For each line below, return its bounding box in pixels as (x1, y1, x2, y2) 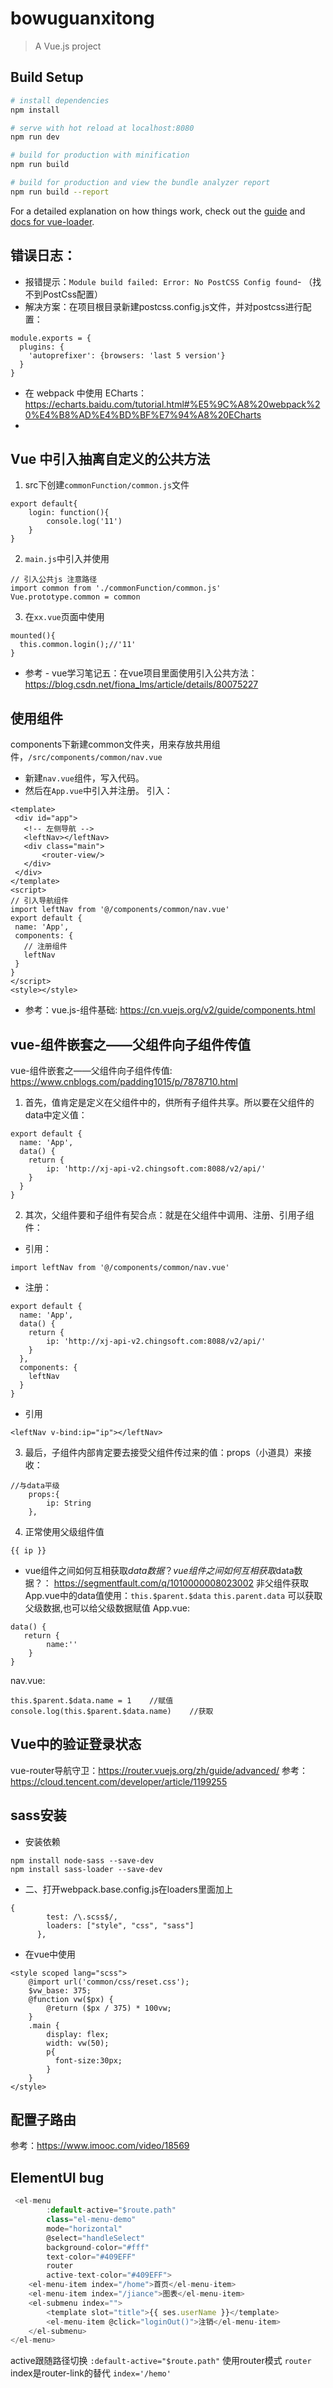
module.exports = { (10, 333, 92, 343)
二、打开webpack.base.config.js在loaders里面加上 (24, 1883, 233, 1895)
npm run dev (10, 132, 60, 142)
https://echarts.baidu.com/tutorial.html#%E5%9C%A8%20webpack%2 (24, 398, 321, 410)
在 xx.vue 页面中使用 (24, 611, 105, 623)
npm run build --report (10, 187, 110, 197)
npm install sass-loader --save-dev (10, 1864, 163, 1874)
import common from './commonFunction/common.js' (10, 583, 222, 594)
